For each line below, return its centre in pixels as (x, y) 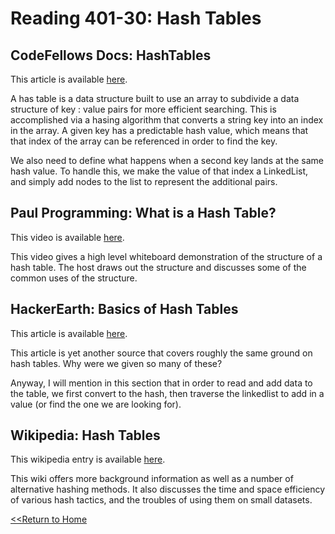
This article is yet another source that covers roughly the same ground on (161, 353)
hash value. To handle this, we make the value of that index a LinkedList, (159, 171)
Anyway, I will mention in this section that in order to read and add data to (161, 383)
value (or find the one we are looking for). (96, 404)
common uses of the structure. (74, 278)
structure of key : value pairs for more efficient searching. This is (143, 109)
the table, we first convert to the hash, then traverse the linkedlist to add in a (167, 393)
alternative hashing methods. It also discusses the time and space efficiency (168, 489)
